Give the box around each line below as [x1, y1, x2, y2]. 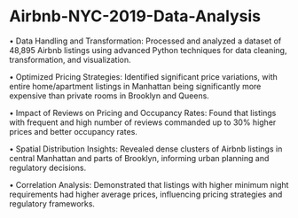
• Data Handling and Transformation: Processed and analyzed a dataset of [9, 35, 282, 46]
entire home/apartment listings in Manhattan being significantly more [9, 81, 262, 91]
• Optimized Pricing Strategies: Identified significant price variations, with [9, 71, 278, 82]
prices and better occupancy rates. [9, 126, 137, 136]
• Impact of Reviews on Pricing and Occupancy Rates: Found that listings [9, 107, 277, 118]
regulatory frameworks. [9, 198, 96, 209]
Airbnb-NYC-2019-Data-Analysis [9, 6, 262, 27]
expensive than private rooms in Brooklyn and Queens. [9, 90, 210, 101]
